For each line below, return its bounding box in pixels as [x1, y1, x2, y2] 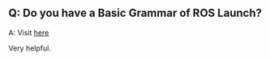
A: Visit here [8, 27, 49, 37]
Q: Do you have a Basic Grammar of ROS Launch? [8, 6, 262, 20]
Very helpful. [8, 43, 51, 53]
